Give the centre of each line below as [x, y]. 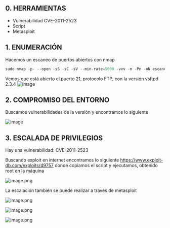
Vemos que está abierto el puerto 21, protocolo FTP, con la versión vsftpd [82, 79]
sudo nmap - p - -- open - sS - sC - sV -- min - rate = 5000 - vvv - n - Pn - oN [78, 69]
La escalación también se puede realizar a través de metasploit [71, 190]
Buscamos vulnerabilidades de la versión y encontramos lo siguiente [77, 112]
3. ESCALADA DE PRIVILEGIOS [54, 138]
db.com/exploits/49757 [30, 166]
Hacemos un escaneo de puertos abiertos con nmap [60, 59]
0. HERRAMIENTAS [36, 8]
